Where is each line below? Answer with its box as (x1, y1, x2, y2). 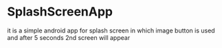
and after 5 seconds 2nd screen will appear (7, 33, 131, 41)
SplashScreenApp (7, 4, 113, 20)
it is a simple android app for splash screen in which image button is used (7, 26, 215, 34)
